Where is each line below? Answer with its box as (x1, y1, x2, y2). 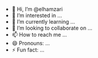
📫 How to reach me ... (11, 31, 67, 38)
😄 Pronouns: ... (11, 40, 50, 47)
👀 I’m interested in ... (11, 12, 62, 19)
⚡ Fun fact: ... (11, 46, 45, 53)
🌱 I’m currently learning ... (11, 18, 75, 25)
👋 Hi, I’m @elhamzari (11, 6, 63, 12)
